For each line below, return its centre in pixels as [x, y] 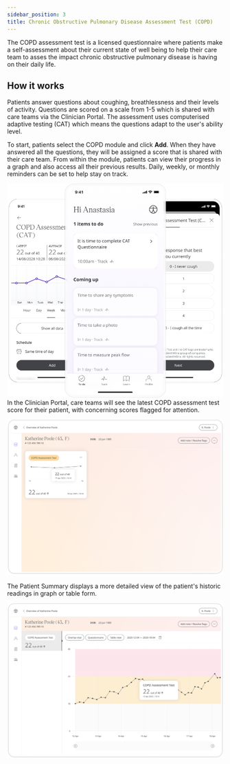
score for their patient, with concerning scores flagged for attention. [103, 410]
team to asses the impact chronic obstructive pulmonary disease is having [112, 57]
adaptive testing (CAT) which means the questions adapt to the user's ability [115, 124]
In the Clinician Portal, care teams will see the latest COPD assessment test [113, 403]
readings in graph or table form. [52, 593]
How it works [36, 86]
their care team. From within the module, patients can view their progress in [114, 160]
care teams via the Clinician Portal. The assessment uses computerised [108, 117]
